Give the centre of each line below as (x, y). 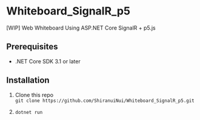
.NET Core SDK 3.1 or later (48, 61)
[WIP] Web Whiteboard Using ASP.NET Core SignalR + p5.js (81, 28)
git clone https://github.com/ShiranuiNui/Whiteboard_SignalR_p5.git (105, 101)
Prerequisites (32, 47)
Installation (28, 81)
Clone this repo (34, 95)
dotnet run (29, 112)
